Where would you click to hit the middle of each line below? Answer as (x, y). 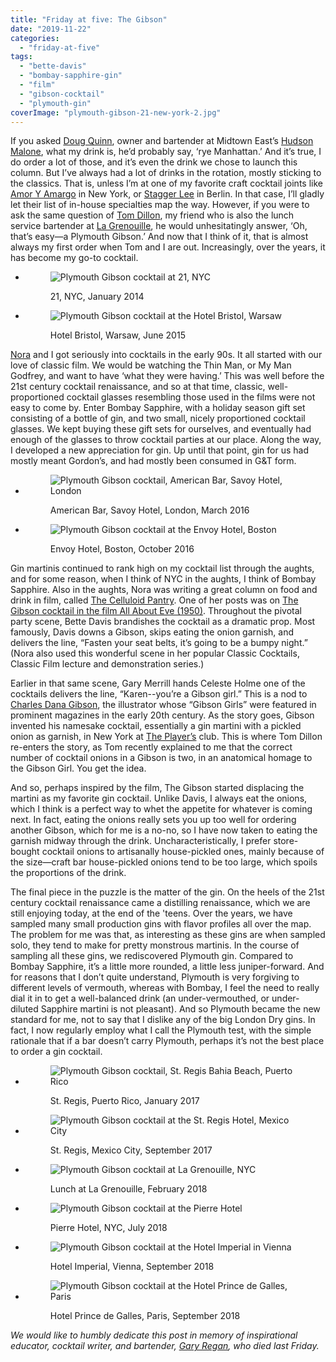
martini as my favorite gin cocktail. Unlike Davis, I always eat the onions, (159, 798)
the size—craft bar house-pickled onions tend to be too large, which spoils (164, 862)
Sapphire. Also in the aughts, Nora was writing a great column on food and (164, 590)
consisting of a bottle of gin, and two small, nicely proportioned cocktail (158, 418)
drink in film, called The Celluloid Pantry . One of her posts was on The (154, 600)
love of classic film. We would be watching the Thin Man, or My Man (151, 365)
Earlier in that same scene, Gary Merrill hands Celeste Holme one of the (158, 683)
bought (25, 852)
